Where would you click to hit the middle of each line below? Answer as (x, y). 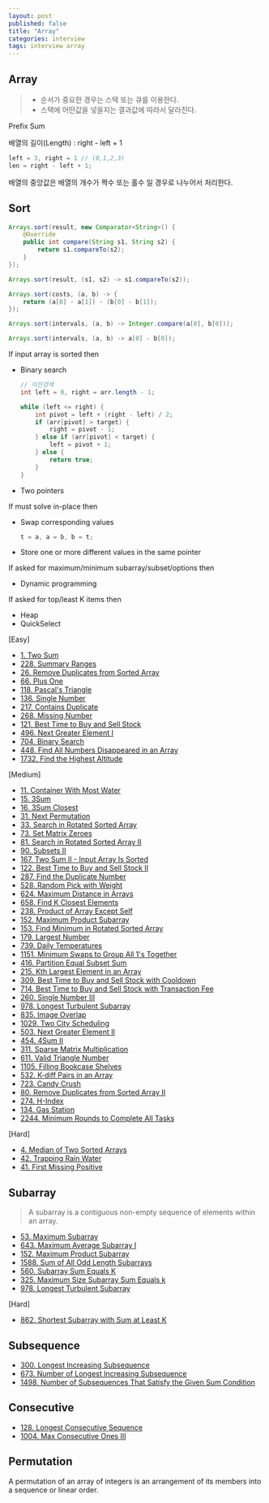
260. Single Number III (58, 998)
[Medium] (25, 775)
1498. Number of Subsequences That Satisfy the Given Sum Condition (137, 1382)
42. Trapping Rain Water (61, 1159)
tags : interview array (47, 46)
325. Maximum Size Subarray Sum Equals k (93, 1280)
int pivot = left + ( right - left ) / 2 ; (104, 414)
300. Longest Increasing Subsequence (85, 1365)
